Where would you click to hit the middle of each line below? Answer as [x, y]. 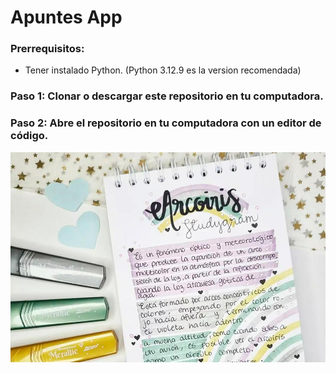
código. [29, 136]
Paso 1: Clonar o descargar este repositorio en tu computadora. [167, 96]
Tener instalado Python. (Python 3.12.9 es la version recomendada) [163, 70]
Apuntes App [66, 17]
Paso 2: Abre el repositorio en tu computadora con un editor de [166, 123]
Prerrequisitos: [47, 49]
